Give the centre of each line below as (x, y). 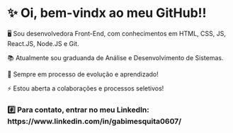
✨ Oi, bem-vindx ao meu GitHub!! (107, 13)
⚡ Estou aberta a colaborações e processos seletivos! (86, 88)
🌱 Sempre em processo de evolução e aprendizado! (83, 74)
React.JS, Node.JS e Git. (43, 43)
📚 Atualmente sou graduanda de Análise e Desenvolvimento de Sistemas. (115, 57)
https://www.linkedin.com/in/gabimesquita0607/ (95, 121)
